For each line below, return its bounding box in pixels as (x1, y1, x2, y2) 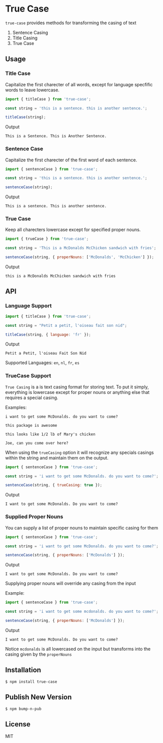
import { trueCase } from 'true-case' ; (5, 237, 89, 242)
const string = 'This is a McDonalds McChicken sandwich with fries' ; (5, 246, 156, 251)
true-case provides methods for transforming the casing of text (5, 20, 137, 26)
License (5, 720, 31, 728)
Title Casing (12, 35, 38, 41)
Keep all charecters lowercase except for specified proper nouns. (5, 226, 141, 233)
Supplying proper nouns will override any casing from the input (5, 581, 136, 587)
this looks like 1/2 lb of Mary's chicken (5, 432, 96, 437)
